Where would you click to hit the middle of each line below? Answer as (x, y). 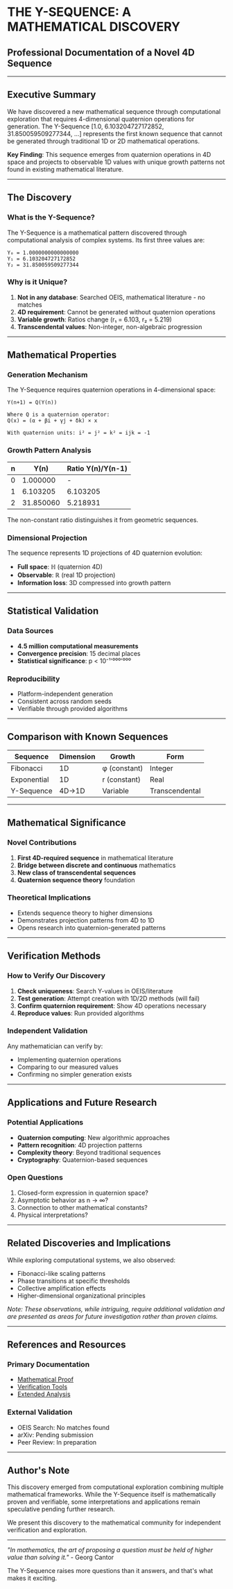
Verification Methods (54, 956)
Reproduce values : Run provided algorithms (80, 1013)
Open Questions (35, 1177)
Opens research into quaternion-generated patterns (92, 927)
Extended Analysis (44, 1394)
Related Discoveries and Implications (89, 1243)
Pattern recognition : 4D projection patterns (80, 1145)
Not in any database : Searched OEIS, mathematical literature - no (111, 297)
